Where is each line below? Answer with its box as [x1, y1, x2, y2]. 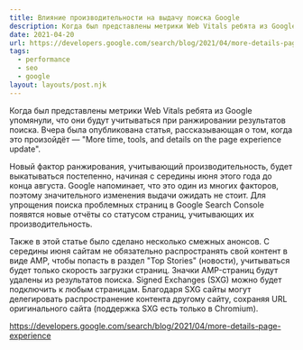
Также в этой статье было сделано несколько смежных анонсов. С [9, 235, 271, 246]
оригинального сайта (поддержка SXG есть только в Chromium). [9, 303, 259, 314]
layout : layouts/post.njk [9, 80, 106, 89]
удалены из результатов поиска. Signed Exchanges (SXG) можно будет [9, 274, 282, 285]
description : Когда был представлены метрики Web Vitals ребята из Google [9, 22, 297, 31]
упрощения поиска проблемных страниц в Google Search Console [9, 199, 264, 210]
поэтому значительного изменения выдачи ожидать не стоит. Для [9, 189, 266, 200]
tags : [9, 47, 30, 56]
